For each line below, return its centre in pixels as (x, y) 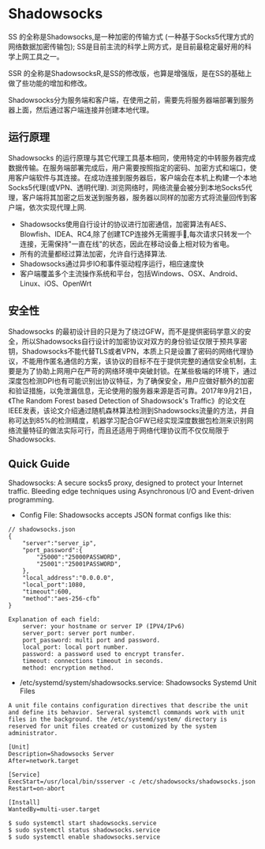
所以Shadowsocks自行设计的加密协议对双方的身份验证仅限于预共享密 (134, 341)
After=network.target (44, 761)
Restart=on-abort (37, 789)
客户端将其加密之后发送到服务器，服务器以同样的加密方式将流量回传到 (136, 197)
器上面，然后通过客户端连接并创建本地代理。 (81, 110)
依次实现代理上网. (58, 207)
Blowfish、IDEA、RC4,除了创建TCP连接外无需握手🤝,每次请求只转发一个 (135, 233)
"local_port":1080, (54, 585)
